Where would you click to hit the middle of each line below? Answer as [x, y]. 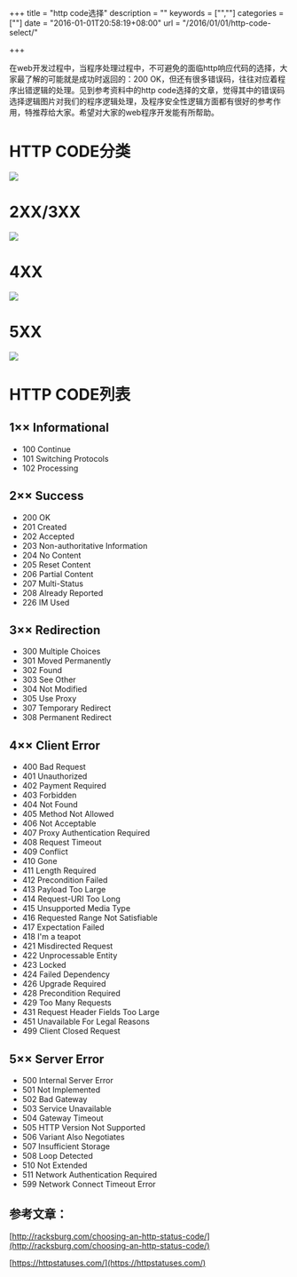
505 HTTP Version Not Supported [84, 1127]
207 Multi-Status [53, 583]
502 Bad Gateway [55, 1099]
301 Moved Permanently [66, 661]
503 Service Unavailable [67, 1109]
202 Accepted [48, 536]
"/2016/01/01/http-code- [227, 23]
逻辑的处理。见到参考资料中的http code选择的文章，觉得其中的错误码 [159, 90]
